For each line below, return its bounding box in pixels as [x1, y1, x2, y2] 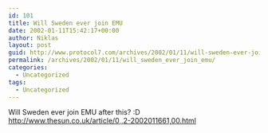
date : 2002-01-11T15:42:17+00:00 [8, 26, 120, 34]
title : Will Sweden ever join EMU [8, 19, 124, 27]
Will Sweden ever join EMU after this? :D [8, 108, 141, 117]
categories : [8, 64, 48, 72]
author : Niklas [8, 33, 59, 42]
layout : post [8, 41, 52, 49]
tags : [8, 78, 26, 86]
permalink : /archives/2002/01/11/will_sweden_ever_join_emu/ [8, 57, 216, 65]
